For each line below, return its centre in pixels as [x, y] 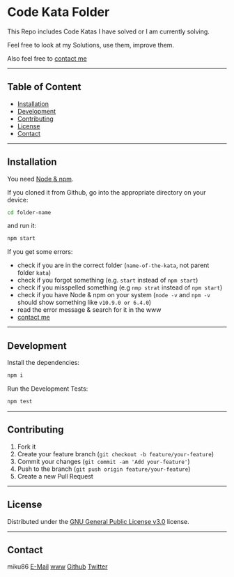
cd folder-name [29, 212]
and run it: [22, 226]
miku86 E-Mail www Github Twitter [57, 567]
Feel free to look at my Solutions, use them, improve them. [91, 45]
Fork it [26, 447]
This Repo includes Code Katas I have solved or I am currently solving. [109, 31]
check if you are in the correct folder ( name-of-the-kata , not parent [113, 265]
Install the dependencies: [44, 363]
